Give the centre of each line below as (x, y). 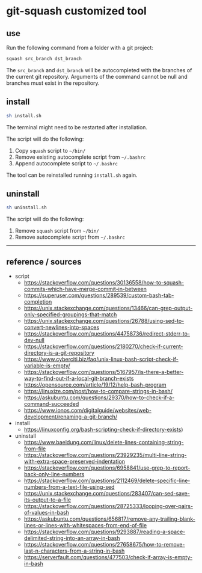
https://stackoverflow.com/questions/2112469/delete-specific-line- (107, 481)
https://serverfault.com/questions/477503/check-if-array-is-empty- (108, 557)
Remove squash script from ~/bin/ (57, 231)
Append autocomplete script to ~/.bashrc (66, 163)
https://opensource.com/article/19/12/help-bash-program (95, 385)
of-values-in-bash (46, 513)
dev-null (34, 340)
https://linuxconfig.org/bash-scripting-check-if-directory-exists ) (103, 430)
